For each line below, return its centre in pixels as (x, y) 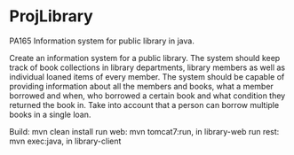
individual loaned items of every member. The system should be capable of (147, 76)
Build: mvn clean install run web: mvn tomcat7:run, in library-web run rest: (144, 131)
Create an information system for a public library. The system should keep (145, 58)
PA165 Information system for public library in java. (102, 41)
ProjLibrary (51, 16)
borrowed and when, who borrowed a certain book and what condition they (147, 96)
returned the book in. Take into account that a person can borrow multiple (144, 105)
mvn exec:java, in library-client (65, 141)
